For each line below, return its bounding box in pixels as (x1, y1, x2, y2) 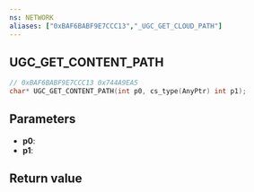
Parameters (9, 111, 76, 127)
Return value (9, 171, 83, 187)
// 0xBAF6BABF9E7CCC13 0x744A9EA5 (9, 78, 139, 88)
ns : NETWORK (9, 13, 54, 22)
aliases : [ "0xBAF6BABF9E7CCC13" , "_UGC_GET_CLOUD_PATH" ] (9, 22, 223, 31)
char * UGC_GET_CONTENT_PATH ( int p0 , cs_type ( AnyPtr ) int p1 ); (9, 87, 247, 96)
